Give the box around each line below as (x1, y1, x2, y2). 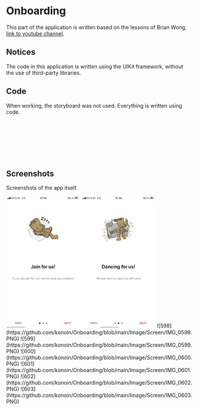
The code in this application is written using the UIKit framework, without (6, 63, 184, 70)
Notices (6, 47, 35, 57)
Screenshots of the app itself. (6, 185, 78, 192)
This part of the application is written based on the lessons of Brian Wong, (6, 24, 187, 31)
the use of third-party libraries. (6, 69, 82, 76)
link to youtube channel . (6, 30, 65, 37)
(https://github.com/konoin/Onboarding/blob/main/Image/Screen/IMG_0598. (6, 328, 192, 335)
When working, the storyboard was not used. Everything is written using (6, 102, 182, 109)
